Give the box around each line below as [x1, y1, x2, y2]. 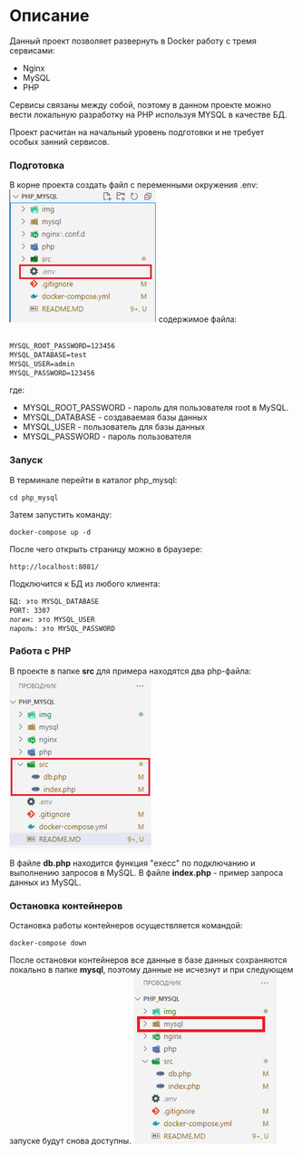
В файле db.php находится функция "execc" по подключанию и [9, 858, 256, 869]
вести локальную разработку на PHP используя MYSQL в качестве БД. [9, 109, 287, 120]
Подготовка [9, 159, 65, 171]
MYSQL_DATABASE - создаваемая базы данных [22, 412, 208, 422]
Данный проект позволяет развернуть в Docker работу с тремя [9, 35, 257, 46]
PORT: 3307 [9, 606, 51, 615]
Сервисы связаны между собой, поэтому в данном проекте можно [9, 99, 272, 110]
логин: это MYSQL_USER [9, 615, 95, 624]
